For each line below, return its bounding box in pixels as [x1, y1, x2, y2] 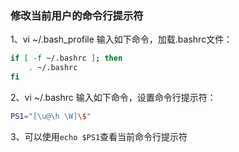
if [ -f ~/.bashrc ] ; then [10, 53, 123, 64]
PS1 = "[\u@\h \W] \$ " [10, 111, 92, 121]
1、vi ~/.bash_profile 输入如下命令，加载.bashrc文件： [10, 33, 233, 46]
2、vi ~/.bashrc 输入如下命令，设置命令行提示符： [10, 91, 217, 103]
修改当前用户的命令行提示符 [10, 8, 144, 22]
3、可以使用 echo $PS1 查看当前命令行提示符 [10, 130, 188, 142]
